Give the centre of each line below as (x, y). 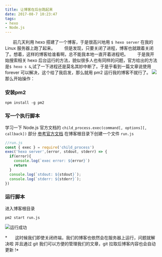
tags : (10, 18)
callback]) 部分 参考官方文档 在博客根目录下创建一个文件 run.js (70, 133)
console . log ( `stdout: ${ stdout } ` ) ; (45, 174)
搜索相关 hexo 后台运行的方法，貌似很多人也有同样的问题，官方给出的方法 (83, 60)
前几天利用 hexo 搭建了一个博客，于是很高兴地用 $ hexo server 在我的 (83, 42)
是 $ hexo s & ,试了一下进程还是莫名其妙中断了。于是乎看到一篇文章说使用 (78, 67)
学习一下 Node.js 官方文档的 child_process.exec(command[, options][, (76, 128)
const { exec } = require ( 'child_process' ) (50, 147)
